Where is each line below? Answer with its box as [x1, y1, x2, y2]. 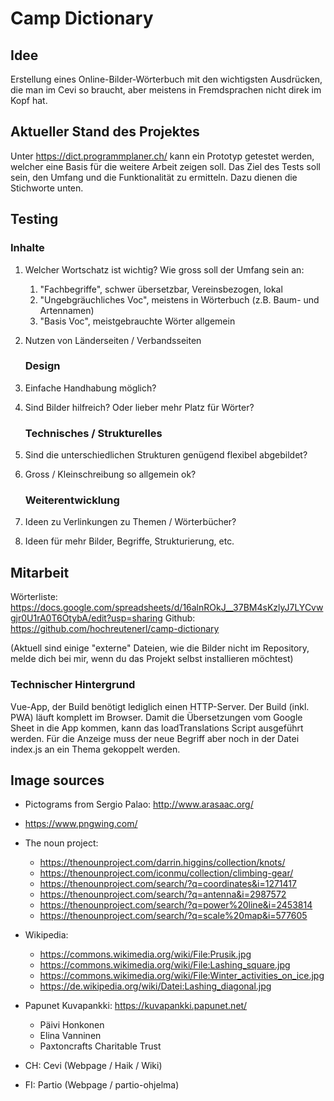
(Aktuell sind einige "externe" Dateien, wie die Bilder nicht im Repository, [10, 642, 310, 654]
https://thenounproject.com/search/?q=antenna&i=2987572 [39, 888, 287, 901]
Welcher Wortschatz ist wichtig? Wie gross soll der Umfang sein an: [24, 263, 305, 276]
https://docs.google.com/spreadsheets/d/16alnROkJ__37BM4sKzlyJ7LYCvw [10, 602, 324, 614]
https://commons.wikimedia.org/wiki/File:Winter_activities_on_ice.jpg [39, 970, 325, 982]
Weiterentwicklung [24, 493, 120, 507]
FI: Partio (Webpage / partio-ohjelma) [24, 1079, 180, 1091]
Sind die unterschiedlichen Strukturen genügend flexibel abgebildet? [24, 449, 308, 461]
